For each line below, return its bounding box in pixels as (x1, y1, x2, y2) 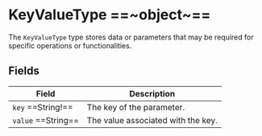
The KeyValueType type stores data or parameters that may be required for (8, 32, 254, 42)
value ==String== (12, 114, 79, 126)
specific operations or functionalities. (8, 40, 132, 50)
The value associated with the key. (86, 114, 218, 126)
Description (128, 88, 176, 99)
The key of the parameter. (86, 101, 185, 113)
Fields (8, 64, 40, 78)
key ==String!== (12, 101, 73, 113)
